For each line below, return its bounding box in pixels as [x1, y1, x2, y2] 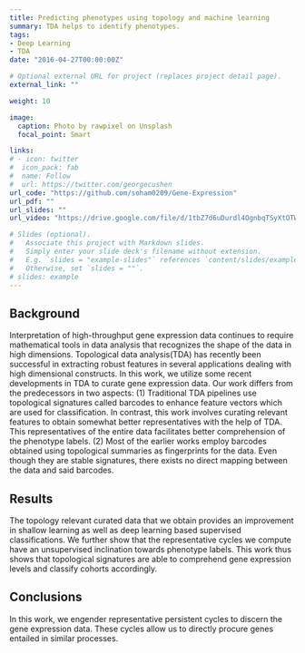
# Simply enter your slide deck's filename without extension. [9, 247, 261, 256]
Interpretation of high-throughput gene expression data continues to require [9, 330, 294, 341]
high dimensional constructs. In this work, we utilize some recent [9, 368, 252, 379]
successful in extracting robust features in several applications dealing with [9, 359, 292, 370]
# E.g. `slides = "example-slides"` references [9, 255, 202, 264]
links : [9, 146, 34, 155]
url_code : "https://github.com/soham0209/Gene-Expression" [9, 188, 238, 198]
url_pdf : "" [9, 197, 54, 206]
